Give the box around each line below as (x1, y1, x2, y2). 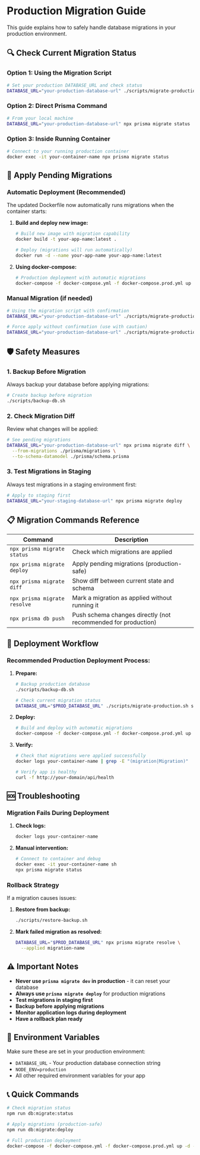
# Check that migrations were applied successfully (15, 753, 146, 759)
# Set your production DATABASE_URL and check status (7, 82, 143, 88)
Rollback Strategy (7, 881, 59, 889)
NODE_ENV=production (15, 1067, 66, 1073)
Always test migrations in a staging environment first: (7, 481, 137, 488)
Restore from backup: (15, 906, 71, 913)
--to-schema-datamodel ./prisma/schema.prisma (12, 453, 129, 459)
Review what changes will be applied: (7, 425, 99, 432)
